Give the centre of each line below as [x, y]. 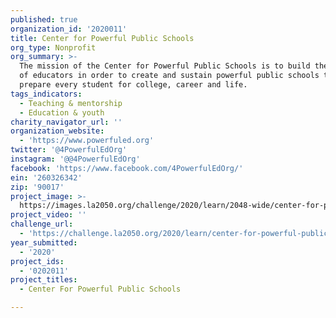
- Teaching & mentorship [71, 103]
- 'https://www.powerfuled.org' [87, 141]
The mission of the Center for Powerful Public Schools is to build [165, 66]
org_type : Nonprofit [53, 47]
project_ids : [37, 261]
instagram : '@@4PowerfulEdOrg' [75, 159]
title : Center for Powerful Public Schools [102, 38]
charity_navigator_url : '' [66, 122]
